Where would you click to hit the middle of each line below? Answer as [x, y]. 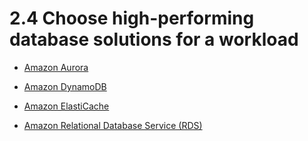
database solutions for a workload [154, 39]
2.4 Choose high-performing [132, 18]
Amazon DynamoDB [65, 86]
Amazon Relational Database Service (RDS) [113, 125]
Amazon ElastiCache [66, 106]
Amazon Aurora [56, 67]
